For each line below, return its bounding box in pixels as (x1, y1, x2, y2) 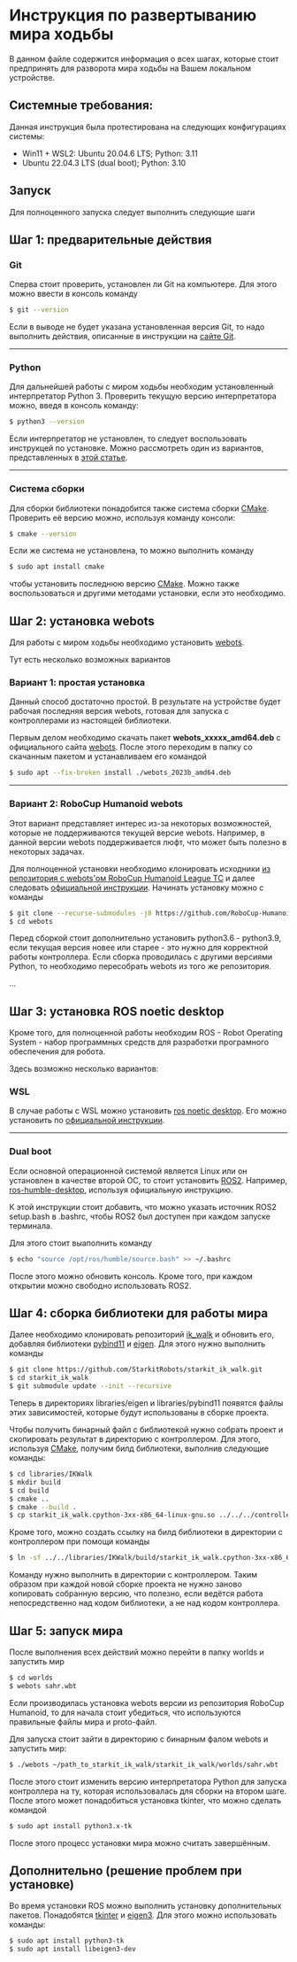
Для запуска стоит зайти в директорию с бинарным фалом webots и (9, 1733, 269, 1744)
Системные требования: (9, 98, 154, 113)
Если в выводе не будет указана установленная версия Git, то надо (9, 322, 265, 332)
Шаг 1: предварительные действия (9, 232, 212, 247)
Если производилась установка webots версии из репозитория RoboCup (9, 1697, 285, 1708)
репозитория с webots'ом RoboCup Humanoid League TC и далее (9, 872, 255, 883)
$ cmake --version (9, 529, 77, 539)
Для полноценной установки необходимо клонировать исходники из (9, 863, 271, 873)
